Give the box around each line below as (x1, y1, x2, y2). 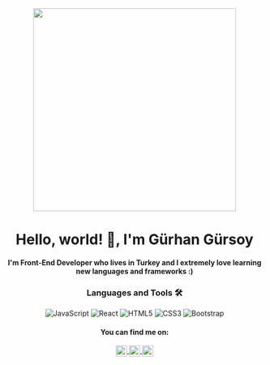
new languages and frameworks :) (75, 266, 194, 276)
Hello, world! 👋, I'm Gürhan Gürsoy (15, 230, 254, 249)
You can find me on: (100, 327, 169, 337)
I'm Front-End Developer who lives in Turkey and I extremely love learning (7, 257, 262, 267)
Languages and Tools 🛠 (86, 287, 183, 298)
